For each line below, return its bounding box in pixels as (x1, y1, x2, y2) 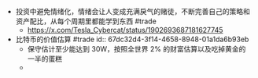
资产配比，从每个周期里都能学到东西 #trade (15, 16, 157, 26)
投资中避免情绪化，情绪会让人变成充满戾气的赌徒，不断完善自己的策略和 (15, 7, 250, 16)
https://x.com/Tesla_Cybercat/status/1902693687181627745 (27, 26, 223, 34)
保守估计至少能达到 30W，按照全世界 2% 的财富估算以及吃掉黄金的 (27, 44, 246, 53)
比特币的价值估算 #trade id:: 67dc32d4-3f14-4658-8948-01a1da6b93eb (15, 34, 249, 44)
